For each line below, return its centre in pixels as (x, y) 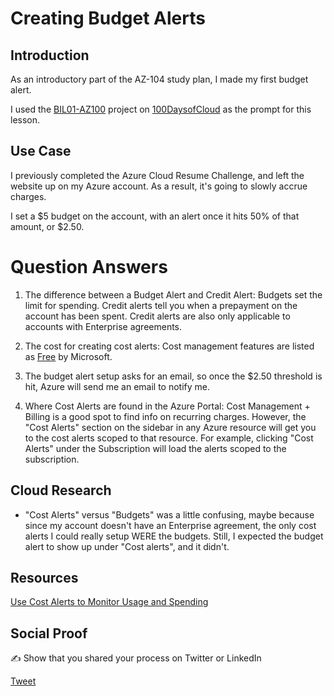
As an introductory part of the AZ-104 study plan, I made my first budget (159, 79)
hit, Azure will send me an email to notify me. (117, 386)
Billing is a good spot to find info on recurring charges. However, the (165, 416)
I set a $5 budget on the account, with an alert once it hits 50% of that (155, 216)
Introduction (50, 55)
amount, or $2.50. (47, 226)
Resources (44, 577)
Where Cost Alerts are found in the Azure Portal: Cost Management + (167, 406)
